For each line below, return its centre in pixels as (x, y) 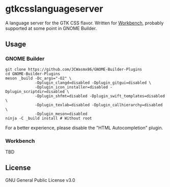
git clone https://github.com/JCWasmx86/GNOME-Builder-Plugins (74, 69)
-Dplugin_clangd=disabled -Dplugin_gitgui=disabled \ (93, 83)
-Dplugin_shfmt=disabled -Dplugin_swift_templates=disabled (100, 96)
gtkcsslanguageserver (54, 9)
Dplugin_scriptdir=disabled (35, 91)
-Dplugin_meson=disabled (61, 114)
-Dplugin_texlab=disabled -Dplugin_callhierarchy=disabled (99, 105)
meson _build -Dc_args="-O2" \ (38, 78)
